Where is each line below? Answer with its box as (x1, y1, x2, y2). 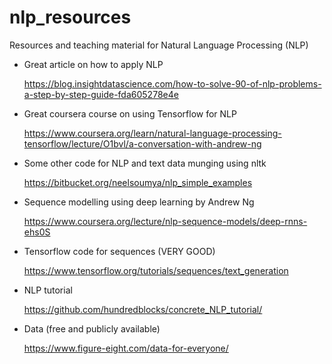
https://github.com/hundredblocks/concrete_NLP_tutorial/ (23, 303, 263, 315)
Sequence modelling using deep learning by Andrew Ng (23, 196, 255, 208)
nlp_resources (9, 6, 132, 29)
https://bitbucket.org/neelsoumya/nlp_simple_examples (23, 176, 253, 188)
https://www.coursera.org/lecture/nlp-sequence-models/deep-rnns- (23, 215, 308, 227)
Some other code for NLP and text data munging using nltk (23, 157, 267, 169)
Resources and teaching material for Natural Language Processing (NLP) (9, 39, 309, 51)
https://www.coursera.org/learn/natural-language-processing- (23, 127, 282, 139)
